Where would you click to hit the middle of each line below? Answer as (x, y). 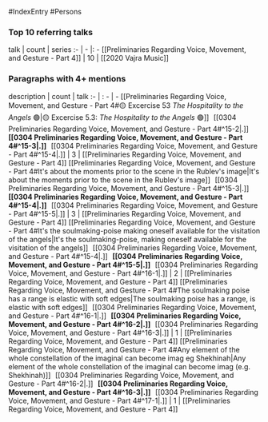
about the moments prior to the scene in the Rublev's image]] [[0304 (123, 180)
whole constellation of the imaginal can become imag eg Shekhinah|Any (127, 358)
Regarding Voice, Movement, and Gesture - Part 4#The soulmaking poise (129, 290)
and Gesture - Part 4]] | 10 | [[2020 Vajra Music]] (89, 58)
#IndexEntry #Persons (45, 12)
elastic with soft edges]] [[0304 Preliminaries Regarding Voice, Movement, (133, 307)
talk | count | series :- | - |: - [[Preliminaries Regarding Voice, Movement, (127, 50)
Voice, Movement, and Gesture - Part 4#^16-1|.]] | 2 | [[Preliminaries (120, 273)
